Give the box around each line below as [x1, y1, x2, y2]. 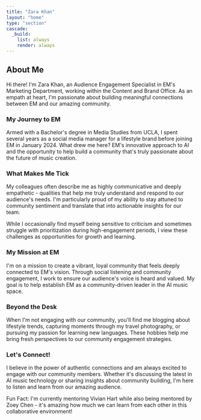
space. [6, 287, 23, 295]
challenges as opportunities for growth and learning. [6, 233, 137, 240]
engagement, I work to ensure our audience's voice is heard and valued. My [6, 275, 195, 282]
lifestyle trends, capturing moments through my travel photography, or [6, 322, 181, 330]
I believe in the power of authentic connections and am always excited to [6, 364, 187, 371]
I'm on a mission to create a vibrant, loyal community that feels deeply [6, 262, 180, 269]
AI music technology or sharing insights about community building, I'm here [6, 377, 194, 384]
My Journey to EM [6, 115, 61, 124]
